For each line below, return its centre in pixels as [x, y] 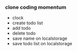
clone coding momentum [36, 7]
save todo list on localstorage [42, 44]
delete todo [24, 34]
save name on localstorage [40, 38]
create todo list [28, 23]
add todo [21, 28]
